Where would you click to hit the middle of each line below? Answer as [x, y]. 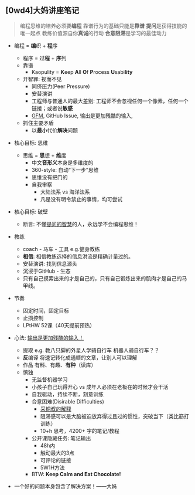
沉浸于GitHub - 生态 [47, 271]
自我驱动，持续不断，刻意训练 [67, 394]
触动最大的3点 [57, 453]
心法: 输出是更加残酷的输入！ [49, 338]
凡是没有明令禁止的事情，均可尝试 [81, 199]
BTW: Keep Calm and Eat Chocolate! [76, 474]
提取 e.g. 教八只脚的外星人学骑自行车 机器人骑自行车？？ [91, 350]
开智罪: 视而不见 [42, 79]
